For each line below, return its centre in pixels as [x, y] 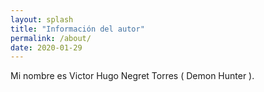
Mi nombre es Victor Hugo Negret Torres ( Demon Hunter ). [132, 76]
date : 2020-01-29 [46, 47]
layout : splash [42, 19]
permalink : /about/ [51, 38]
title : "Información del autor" [77, 29]
